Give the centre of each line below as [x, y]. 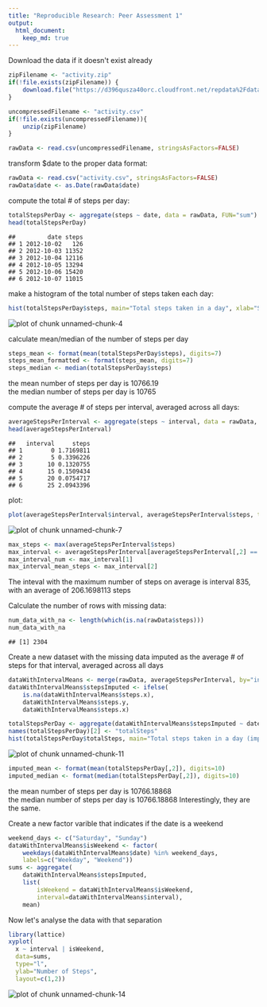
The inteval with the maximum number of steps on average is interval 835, [130, 582]
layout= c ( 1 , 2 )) [41, 979]
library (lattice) [37, 935]
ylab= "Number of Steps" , [56, 971]
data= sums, [33, 957]
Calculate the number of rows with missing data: [87, 606]
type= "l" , [31, 964]
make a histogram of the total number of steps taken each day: [111, 293]
